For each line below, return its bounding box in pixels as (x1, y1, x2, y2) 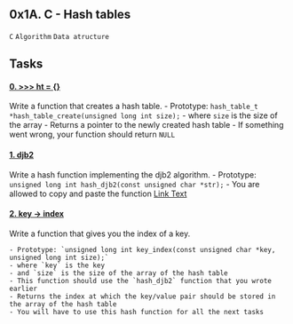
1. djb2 (9, 150, 34, 160)
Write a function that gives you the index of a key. (9, 228, 191, 239)
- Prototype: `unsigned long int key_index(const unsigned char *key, (9, 245, 276, 254)
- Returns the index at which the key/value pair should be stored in (9, 292, 276, 301)
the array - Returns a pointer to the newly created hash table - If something (9, 120, 284, 130)
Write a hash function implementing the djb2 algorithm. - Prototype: (9, 169, 257, 180)
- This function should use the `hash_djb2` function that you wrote (9, 276, 273, 285)
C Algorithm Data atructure (9, 32, 109, 41)
